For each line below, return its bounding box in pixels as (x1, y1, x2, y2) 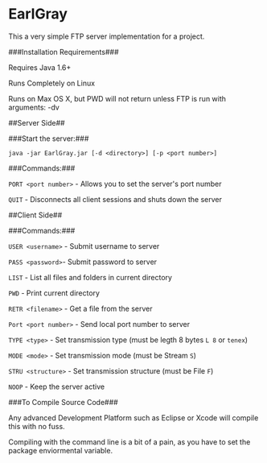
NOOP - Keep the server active (8, 382, 105, 391)
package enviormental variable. (8, 445, 113, 455)
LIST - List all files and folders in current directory (8, 272, 173, 282)
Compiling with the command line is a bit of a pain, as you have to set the (8, 436, 251, 447)
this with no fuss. (8, 421, 66, 431)
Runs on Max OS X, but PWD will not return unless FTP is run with (8, 93, 227, 103)
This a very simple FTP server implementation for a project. (8, 31, 205, 41)
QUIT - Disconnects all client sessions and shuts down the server (8, 194, 223, 204)
